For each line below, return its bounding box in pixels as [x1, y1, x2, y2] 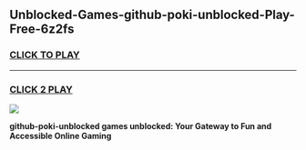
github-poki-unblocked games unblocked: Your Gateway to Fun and [9, 120, 272, 131]
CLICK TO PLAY [9, 49, 80, 62]
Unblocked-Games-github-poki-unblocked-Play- [9, 7, 296, 23]
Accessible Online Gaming [9, 130, 112, 141]
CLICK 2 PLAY [9, 83, 73, 95]
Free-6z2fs [9, 22, 75, 37]
